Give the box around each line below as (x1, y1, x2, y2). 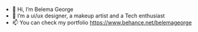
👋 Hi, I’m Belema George (12, 6, 74, 13)
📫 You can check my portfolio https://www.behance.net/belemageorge (12, 19, 192, 26)
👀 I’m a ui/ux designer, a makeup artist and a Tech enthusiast (12, 12, 165, 19)
